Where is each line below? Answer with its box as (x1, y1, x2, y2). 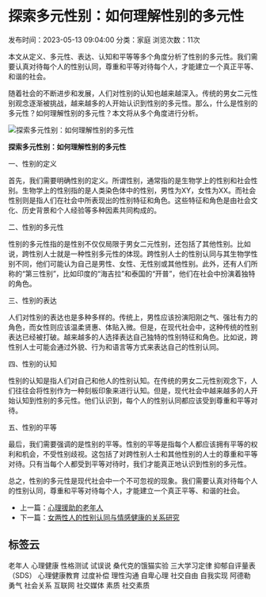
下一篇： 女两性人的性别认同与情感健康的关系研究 (19, 512, 180, 522)
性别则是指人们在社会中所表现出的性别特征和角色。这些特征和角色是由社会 (8, 195, 251, 205)
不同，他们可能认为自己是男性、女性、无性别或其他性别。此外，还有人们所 (14, 258, 258, 268)
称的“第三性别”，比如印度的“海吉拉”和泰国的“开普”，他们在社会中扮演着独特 (8, 269, 256, 278)
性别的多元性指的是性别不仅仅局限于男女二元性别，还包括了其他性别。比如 (8, 239, 251, 248)
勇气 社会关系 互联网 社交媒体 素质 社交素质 (8, 580, 150, 590)
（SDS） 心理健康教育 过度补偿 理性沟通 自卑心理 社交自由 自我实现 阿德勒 (8, 570, 251, 580)
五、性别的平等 (8, 422, 57, 432)
